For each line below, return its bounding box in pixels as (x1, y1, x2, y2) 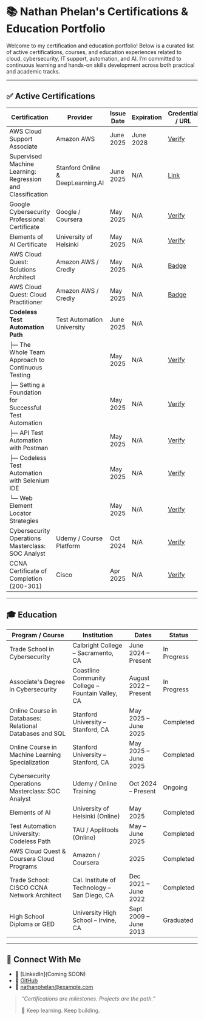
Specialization (9, 758, 50, 766)
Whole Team (9, 347, 46, 356)
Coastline (72, 666, 100, 674)
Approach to (9, 355, 45, 364)
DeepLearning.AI (55, 179, 104, 187)
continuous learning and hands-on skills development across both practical (6, 61, 195, 69)
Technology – (72, 883, 111, 892)
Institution (83, 631, 114, 639)
